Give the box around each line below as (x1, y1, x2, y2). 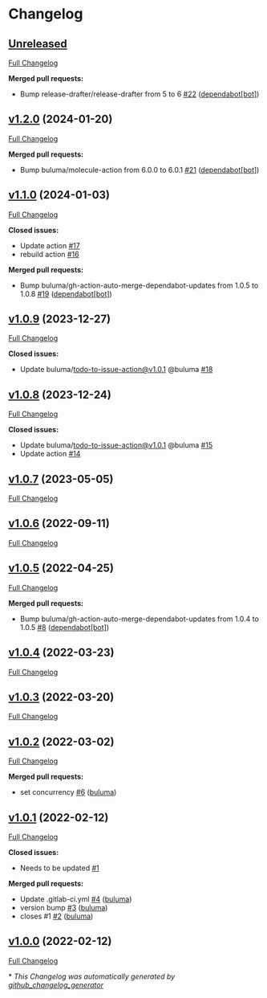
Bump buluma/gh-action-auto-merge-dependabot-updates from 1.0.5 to (19, 280, 259, 290)
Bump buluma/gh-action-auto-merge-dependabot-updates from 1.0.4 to (19, 614, 259, 624)
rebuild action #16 (19, 249, 79, 259)
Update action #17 (19, 240, 80, 250)
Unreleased (8, 37, 68, 51)
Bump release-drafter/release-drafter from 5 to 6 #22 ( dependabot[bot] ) (19, 89, 260, 99)
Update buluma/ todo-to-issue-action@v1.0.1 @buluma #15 (19, 440, 213, 450)
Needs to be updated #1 (19, 863, 99, 873)
